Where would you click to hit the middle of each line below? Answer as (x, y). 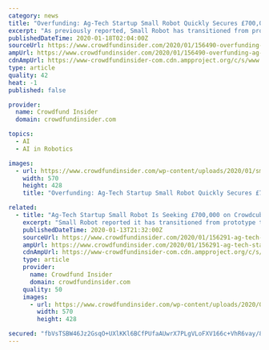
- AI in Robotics (44, 149)
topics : (21, 134)
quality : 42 (28, 75)
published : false (37, 90)
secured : (23, 334)
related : (23, 208)
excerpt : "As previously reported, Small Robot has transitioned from (128, 30)
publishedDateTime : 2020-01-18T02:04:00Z (78, 38)
